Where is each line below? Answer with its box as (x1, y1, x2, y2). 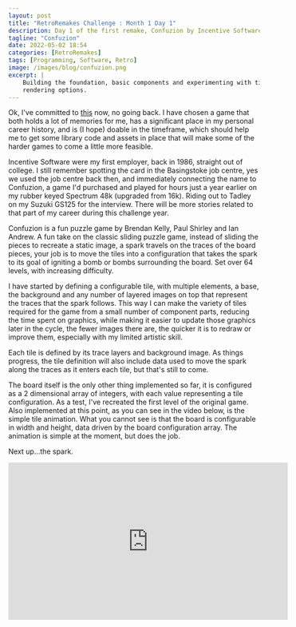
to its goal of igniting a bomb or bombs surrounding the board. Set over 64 (8, 257, 254, 268)
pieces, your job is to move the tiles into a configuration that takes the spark (8, 249, 258, 259)
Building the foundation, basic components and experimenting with (22, 78, 251, 86)
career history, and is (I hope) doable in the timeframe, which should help (8, 125, 250, 134)
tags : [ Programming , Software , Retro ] (8, 57, 137, 65)
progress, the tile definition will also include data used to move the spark (8, 356, 247, 366)
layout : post (8, 11, 52, 20)
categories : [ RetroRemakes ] (8, 49, 102, 57)
